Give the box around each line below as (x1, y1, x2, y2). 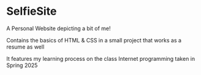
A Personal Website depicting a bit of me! (6, 25, 111, 32)
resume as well (6, 43, 45, 50)
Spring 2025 (6, 61, 38, 69)
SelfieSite (6, 4, 57, 18)
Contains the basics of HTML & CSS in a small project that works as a (6, 36, 182, 44)
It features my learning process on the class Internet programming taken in (6, 55, 195, 62)
